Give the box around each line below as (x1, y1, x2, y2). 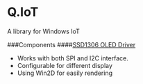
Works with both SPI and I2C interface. (17, 53, 128, 62)
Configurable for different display (17, 61, 113, 69)
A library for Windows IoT (7, 27, 80, 35)
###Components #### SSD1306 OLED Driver (7, 40, 136, 49)
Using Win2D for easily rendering (17, 69, 113, 77)
